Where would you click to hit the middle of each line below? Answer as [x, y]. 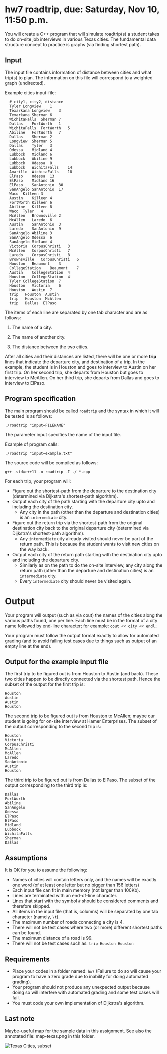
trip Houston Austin [34, 294]
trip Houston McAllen [35, 299]
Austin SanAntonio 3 [35, 224]
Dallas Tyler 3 [31, 145]
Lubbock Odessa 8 [31, 163]
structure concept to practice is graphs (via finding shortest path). [73, 44]
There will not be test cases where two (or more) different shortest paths [87, 928]
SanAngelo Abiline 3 [31, 233]
